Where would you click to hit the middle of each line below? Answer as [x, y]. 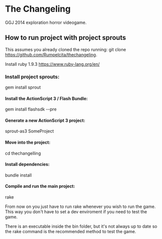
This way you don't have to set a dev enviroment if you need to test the [76, 212]
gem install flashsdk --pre [31, 109]
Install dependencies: [27, 165]
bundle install [18, 175]
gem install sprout [23, 87]
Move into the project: [28, 143]
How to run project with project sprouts [65, 38]
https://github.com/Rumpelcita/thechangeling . [51, 55]
